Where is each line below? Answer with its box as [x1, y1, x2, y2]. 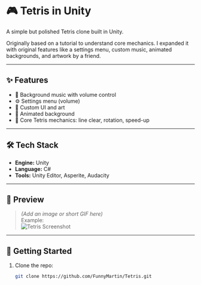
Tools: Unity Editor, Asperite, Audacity [14, 171, 109, 179]
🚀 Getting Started [6, 246, 72, 256]
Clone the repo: [14, 262, 54, 269]
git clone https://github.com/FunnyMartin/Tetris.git [14, 274, 152, 280]
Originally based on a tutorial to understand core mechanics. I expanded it [6, 39, 189, 47]
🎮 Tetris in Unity [6, 4, 92, 18]
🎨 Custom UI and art [14, 103, 65, 111]
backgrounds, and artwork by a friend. [6, 52, 101, 59]
